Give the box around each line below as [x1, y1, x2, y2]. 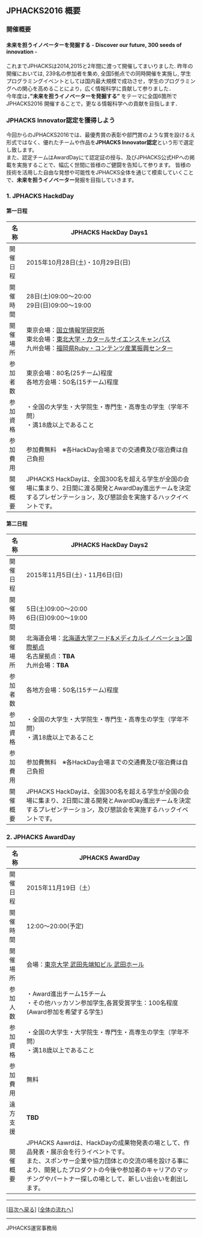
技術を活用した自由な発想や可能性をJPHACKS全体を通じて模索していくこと [6, 168, 194, 176]
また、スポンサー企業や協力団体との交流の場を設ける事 [26, 1157, 183, 1165]
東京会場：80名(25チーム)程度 [26, 369, 113, 377]
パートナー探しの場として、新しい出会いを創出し [50, 1175, 189, 1183]
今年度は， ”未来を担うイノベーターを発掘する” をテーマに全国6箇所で [6, 92, 177, 99]
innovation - [6, 48, 38, 55]
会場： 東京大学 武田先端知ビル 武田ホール [26, 960, 144, 969]
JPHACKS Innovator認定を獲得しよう [6, 116, 115, 125]
